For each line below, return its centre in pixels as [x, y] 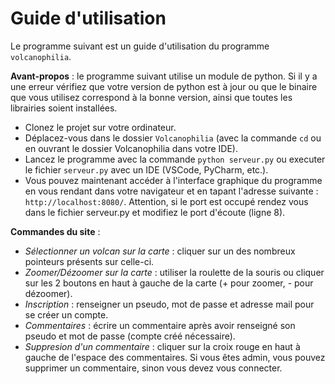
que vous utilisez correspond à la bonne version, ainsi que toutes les [151, 97]
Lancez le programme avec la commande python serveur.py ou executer [175, 159]
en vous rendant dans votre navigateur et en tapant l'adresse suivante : [171, 191]
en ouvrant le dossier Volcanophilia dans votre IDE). [131, 148]
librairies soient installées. [64, 108]
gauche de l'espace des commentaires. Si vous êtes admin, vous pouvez [175, 357]
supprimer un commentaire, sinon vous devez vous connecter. [153, 368]
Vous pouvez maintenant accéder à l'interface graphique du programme [173, 180]
